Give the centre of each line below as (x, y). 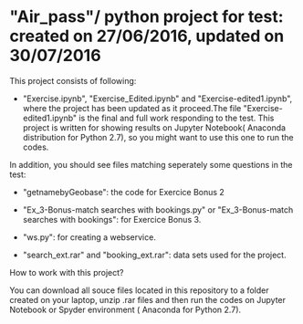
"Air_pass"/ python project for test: (147, 17)
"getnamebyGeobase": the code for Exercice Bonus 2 (124, 192)
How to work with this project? (67, 272)
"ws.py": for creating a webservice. (89, 237)
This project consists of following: (73, 80)
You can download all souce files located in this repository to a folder (139, 290)
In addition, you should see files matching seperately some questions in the (151, 164)
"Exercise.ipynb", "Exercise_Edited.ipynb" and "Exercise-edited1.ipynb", (157, 99)
